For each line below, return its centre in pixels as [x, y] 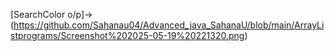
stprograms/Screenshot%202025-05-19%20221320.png [127, 35]
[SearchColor [38, 14]
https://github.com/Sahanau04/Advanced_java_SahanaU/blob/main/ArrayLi [169, 25]
